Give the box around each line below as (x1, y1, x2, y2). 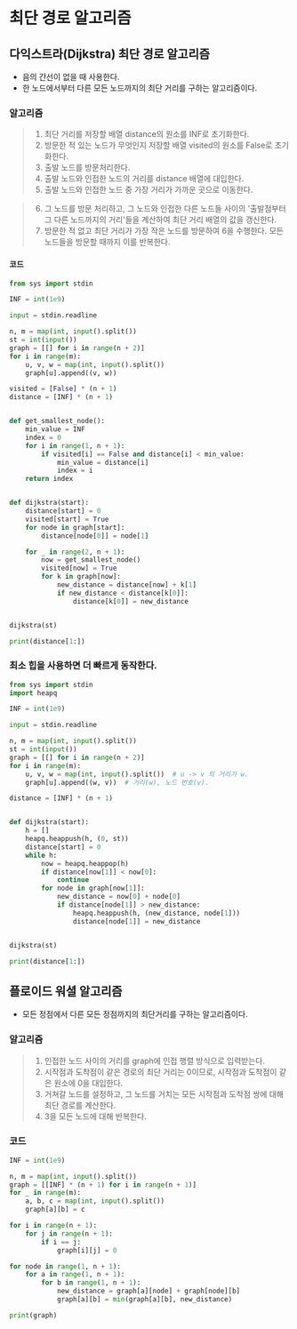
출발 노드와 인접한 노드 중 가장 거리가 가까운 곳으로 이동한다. (44, 184, 253, 196)
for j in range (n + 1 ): (25, 1229, 114, 1238)
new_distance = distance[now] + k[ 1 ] (56, 580, 197, 589)
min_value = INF (25, 425, 86, 434)
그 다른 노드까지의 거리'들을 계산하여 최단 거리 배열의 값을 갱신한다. (44, 214, 277, 225)
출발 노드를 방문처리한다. (44, 162, 131, 173)
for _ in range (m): (9, 1189, 82, 1197)
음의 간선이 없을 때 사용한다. (21, 72, 120, 82)
